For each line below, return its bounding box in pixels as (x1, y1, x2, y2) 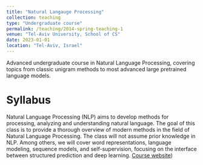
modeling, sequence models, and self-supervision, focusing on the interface (6, 145, 197, 152)
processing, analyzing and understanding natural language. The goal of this (6, 119, 195, 127)
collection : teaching (6, 15, 61, 21)
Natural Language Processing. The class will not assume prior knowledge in (6, 132, 196, 140)
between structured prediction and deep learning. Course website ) (6, 152, 173, 159)
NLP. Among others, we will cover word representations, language (6, 138, 171, 146)
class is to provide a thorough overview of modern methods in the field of (6, 126, 190, 133)
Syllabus (6, 93, 52, 107)
